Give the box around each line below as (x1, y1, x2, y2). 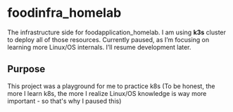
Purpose (7, 63, 46, 75)
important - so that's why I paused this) (7, 97, 122, 105)
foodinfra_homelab (7, 5, 122, 21)
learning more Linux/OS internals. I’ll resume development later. (7, 43, 191, 51)
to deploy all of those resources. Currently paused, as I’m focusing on (7, 35, 210, 43)
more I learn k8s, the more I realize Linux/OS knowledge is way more (7, 89, 207, 97)
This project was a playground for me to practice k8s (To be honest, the (7, 82, 215, 90)
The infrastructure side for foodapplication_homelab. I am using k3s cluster (7, 28, 227, 36)
